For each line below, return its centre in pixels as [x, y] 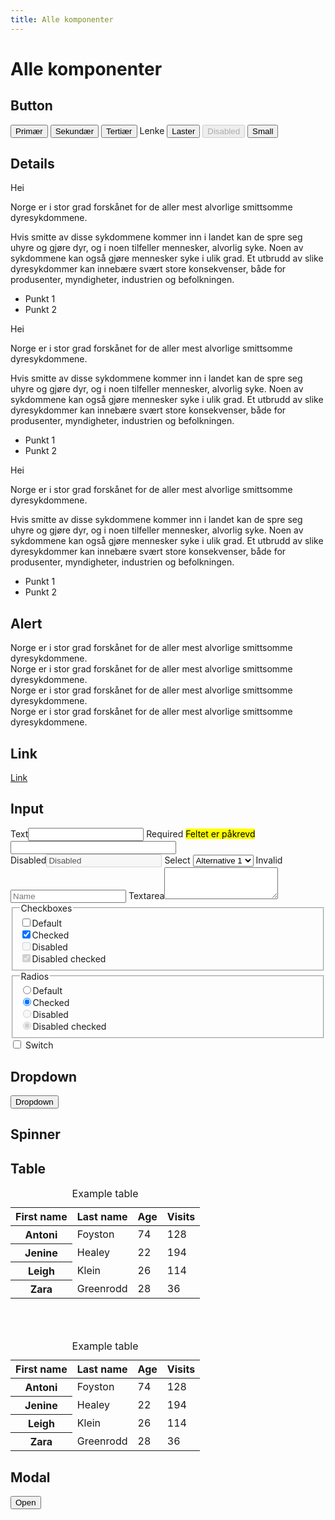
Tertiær [119, 131]
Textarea [146, 895]
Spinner [35, 1134]
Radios [35, 976]
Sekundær [74, 131]
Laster [183, 131]
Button [31, 106]
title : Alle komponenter [62, 19]
